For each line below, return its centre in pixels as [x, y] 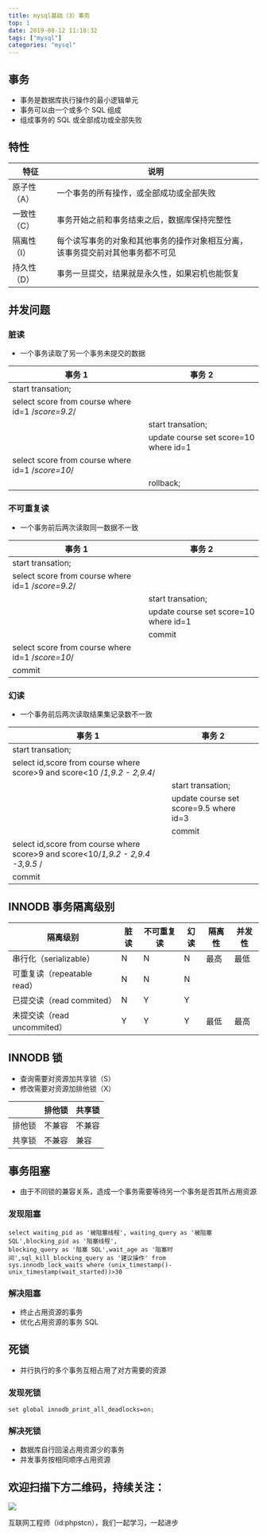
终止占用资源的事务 [51, 1313]
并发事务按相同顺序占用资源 [65, 1460]
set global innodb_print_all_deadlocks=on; [81, 1410]
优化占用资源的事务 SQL [59, 1322]
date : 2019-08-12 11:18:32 [53, 30]
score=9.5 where [203, 809]
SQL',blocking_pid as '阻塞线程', [63, 1241]
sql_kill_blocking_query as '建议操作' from [94, 1258]
